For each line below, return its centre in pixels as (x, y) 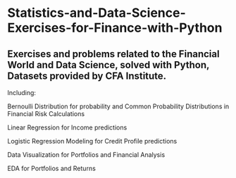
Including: (22, 93)
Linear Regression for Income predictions (67, 127)
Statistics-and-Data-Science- (97, 13)
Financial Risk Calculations (46, 114)
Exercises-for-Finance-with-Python (115, 28)
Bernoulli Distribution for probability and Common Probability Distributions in (118, 106)
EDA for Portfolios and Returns (52, 168)
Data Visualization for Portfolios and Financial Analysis (86, 155)
